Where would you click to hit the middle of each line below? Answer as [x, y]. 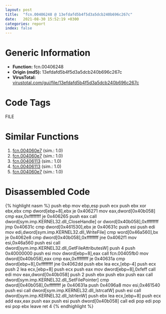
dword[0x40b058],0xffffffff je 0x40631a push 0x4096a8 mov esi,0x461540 [83, 285]
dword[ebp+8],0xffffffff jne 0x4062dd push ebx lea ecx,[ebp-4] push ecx [81, 264]
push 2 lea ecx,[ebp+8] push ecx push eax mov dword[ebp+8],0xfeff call [81, 269]
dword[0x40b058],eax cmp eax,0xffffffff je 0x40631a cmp [65, 258]
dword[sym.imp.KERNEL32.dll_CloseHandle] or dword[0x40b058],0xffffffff [82, 221]
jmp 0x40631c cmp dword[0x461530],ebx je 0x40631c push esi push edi [80, 227]
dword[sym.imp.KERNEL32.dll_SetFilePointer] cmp [57, 280]
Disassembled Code [48, 192]
